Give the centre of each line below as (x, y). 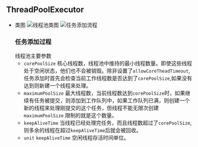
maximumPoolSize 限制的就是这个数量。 (70, 115)
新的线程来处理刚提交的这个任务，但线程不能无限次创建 (91, 108)
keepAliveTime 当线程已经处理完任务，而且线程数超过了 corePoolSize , (108, 123)
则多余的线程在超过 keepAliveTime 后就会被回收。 (82, 130)
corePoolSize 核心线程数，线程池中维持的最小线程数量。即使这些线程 (108, 63)
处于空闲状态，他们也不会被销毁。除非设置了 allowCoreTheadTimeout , (107, 71)
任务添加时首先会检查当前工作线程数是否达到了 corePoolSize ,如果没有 (108, 78)
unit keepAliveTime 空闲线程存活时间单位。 (76, 138)
